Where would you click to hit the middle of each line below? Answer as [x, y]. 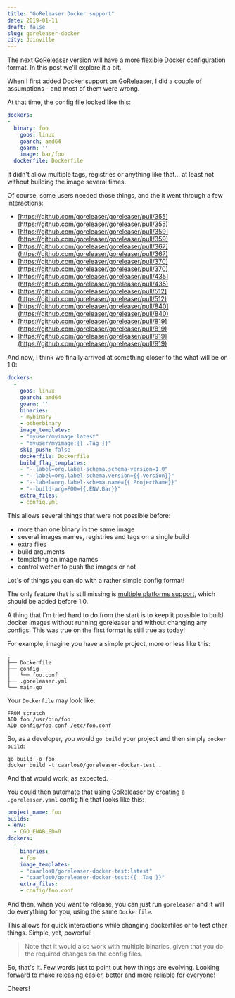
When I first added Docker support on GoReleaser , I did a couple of [105, 81]
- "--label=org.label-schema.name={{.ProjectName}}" [99, 483]
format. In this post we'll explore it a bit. [64, 68]
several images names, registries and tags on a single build [103, 536]
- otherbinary [40, 424]
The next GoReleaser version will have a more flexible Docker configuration [116, 60]
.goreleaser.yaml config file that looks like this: [76, 799]
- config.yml [39, 502]
